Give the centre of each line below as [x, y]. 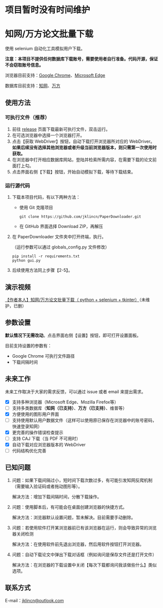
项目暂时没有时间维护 [48, 10]
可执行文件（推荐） [27, 117]
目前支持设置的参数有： [28, 345]
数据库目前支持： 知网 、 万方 [33, 86]
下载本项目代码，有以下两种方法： [46, 197]
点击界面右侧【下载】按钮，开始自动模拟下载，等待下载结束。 [74, 171]
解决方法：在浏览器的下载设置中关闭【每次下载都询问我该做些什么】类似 [84, 565]
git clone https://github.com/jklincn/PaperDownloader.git [80, 217]
